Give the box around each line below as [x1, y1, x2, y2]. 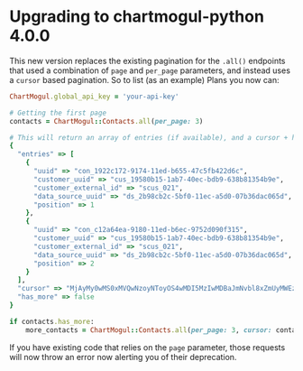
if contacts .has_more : [9, 317, 95, 326]
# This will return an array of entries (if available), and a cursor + [9, 133, 289, 142]
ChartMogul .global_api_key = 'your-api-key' [9, 92, 179, 101]
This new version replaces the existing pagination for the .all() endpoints [9, 55, 286, 66]
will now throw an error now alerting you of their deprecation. [9, 351, 237, 362]
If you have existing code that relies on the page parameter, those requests [9, 341, 286, 353]
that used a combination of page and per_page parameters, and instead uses [9, 65, 291, 76]
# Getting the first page [9, 108, 106, 117]
